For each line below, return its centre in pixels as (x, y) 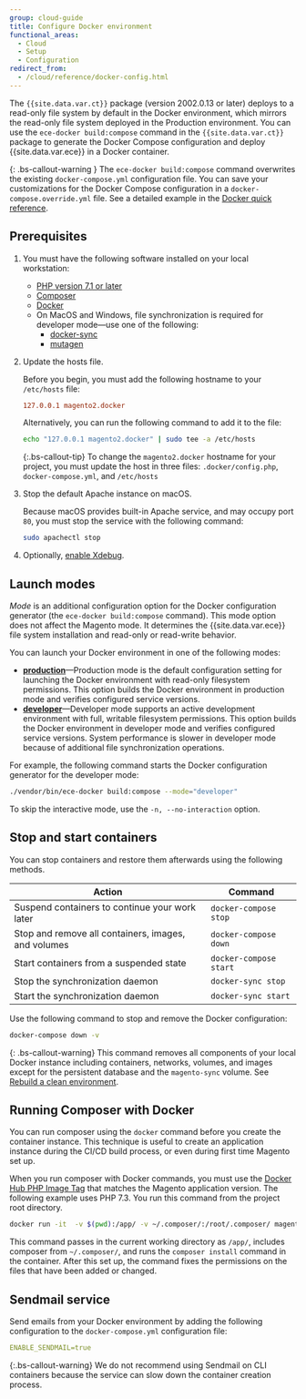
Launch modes (52, 584)
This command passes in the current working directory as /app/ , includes (147, 1242)
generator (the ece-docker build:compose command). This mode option (143, 615)
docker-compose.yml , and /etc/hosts (90, 476)
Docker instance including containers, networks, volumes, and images (141, 1062)
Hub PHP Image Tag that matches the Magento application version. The (144, 1189)
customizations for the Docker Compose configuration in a (119, 189)
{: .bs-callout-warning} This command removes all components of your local (153, 1052)
